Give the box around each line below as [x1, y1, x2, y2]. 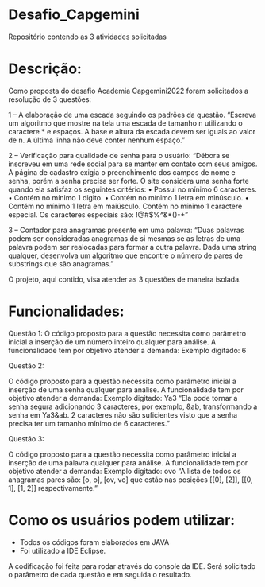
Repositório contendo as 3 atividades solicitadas [8, 32, 167, 41]
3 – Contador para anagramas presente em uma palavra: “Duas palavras [8, 225, 244, 235]
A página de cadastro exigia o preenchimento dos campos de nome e [8, 167, 236, 177]
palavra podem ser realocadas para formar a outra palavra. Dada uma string [8, 242, 257, 251]
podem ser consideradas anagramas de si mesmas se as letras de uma [8, 233, 240, 243]
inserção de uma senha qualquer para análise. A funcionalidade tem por [8, 384, 244, 395]
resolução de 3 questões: [8, 94, 92, 104]
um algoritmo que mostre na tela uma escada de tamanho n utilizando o [8, 118, 244, 128]
